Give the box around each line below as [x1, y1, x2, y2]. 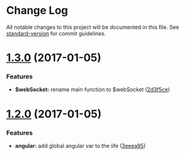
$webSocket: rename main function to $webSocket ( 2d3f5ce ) [14, 86, 171, 93]
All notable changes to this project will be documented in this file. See [6, 23, 180, 31]
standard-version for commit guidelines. [6, 29, 106, 37]
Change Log [6, 4, 68, 17]
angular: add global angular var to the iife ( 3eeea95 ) [14, 142, 146, 149]
